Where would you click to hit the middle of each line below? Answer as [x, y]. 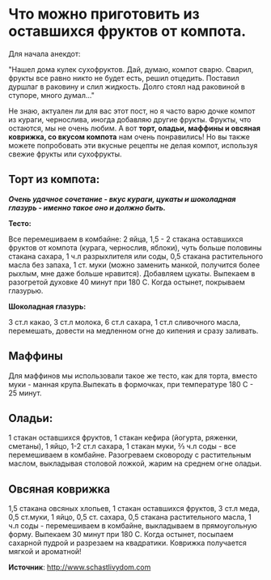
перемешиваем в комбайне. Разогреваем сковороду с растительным [130, 455]
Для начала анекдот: [44, 53]
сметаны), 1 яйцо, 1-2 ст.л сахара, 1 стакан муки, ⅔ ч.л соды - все [122, 446]
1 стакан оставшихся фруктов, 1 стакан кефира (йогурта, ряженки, [123, 437]
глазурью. [26, 290]
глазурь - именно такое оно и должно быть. [87, 207]
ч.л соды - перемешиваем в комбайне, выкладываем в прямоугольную [133, 526]
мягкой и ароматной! [45, 552]
